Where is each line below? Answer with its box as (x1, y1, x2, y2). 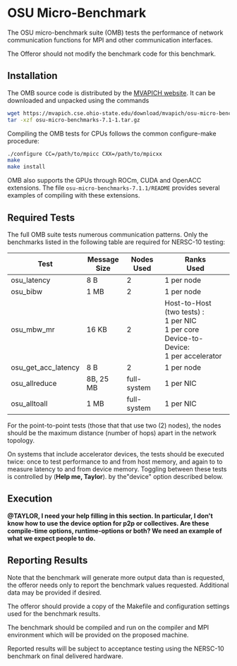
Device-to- (164, 333, 204, 343)
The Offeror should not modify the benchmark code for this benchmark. (7, 49, 217, 58)
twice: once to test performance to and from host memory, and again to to (7, 457, 223, 466)
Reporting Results (7, 555, 88, 567)
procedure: (7, 136, 40, 145)
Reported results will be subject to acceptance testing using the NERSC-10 (7, 644, 224, 653)
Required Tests (7, 212, 75, 224)
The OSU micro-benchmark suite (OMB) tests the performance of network (7, 28, 224, 37)
